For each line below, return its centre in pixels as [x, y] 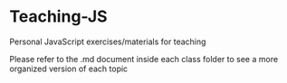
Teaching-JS [58, 17]
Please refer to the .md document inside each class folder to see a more [144, 59]
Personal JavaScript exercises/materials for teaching [108, 41]
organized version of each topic [69, 69]
